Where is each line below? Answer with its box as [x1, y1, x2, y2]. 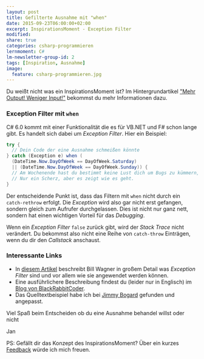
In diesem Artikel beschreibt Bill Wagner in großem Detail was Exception [15, 265, 195, 273]
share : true [6, 37, 36, 43]
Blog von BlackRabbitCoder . [15, 284, 86, 292]
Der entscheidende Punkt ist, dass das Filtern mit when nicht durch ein [6, 192, 180, 200]
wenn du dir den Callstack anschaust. [6, 236, 101, 243]
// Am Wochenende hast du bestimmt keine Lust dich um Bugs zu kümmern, [12, 170, 200, 176]
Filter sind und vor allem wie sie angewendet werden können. [15, 271, 169, 279]
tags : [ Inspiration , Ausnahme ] [6, 60, 86, 66]
